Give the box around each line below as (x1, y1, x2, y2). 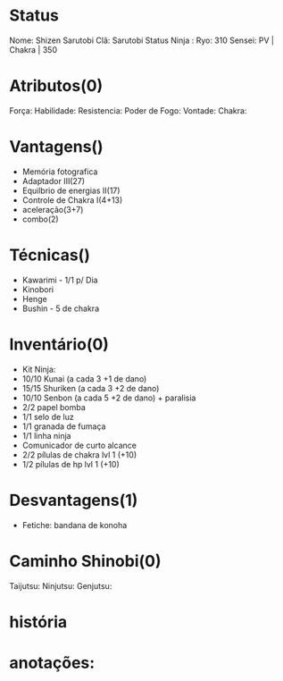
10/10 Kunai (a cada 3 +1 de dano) (21, 373, 147, 384)
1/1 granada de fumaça (21, 421, 106, 432)
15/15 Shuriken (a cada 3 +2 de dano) (21, 383, 160, 393)
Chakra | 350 (9, 44, 58, 55)
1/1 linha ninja (21, 430, 71, 441)
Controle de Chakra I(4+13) (21, 194, 123, 206)
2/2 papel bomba (21, 401, 87, 412)
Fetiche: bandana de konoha (21, 519, 128, 530)
